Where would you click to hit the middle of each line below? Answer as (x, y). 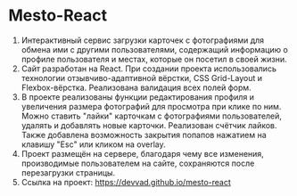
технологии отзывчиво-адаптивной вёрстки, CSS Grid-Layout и (141, 78)
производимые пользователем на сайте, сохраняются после (138, 163)
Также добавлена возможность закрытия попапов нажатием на (144, 135)
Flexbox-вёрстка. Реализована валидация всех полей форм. (136, 87)
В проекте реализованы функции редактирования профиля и (138, 97)
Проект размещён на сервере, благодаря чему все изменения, (142, 153)
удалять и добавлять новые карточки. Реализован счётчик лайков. (149, 125)
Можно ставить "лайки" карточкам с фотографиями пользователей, (152, 116)
